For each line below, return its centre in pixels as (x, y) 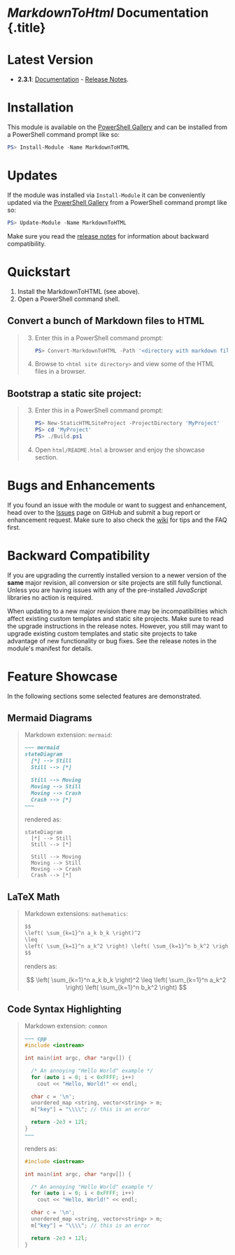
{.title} (27, 28)
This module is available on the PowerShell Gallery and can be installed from (117, 127)
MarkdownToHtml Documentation (108, 13)
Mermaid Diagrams (50, 718)
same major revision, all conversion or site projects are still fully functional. (115, 582)
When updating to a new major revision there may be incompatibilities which (117, 611)
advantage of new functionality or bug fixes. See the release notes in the (112, 640)
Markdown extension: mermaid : (68, 735)
